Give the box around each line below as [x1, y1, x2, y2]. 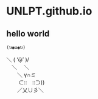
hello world [6, 29, 50, 39]
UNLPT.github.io [6, 4, 93, 18]
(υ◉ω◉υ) [6, 44, 26, 50]
